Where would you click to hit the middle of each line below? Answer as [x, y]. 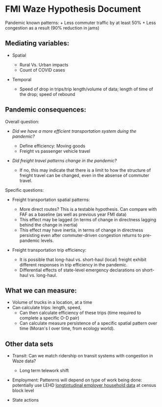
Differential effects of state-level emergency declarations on [80, 270]
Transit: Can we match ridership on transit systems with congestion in [82, 356]
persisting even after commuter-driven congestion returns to [81, 235]
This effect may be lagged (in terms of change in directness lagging [88, 219]
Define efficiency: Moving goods [52, 145]
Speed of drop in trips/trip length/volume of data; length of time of [86, 89]
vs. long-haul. [43, 275]
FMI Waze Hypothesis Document [73, 9]
